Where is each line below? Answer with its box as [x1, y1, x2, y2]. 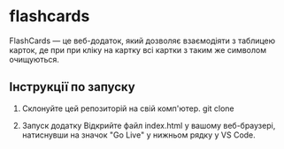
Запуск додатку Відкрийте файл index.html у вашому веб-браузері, [21, 120, 276, 130]
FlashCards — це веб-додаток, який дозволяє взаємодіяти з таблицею [9, 35, 276, 46]
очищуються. [9, 54, 60, 64]
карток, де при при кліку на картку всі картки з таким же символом [9, 44, 267, 55]
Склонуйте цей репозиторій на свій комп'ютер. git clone [21, 103, 234, 114]
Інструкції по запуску [9, 79, 135, 94]
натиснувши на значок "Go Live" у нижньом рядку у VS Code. [21, 130, 257, 140]
